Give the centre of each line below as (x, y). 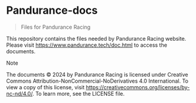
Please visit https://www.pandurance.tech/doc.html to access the (87, 45)
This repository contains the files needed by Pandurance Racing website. (96, 38)
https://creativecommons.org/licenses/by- (138, 87)
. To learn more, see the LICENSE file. (79, 93)
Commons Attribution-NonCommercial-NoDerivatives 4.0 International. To (97, 81)
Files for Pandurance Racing (56, 27)
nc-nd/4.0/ (19, 93)
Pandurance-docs (52, 10)
